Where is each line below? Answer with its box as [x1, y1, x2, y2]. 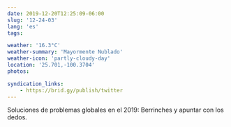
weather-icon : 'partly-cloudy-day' [7, 55, 111, 62]
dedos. [7, 113, 28, 121]
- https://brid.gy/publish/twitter [20, 87, 124, 94]
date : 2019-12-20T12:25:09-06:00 [7, 10, 105, 17]
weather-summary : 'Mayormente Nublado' [7, 49, 124, 56]
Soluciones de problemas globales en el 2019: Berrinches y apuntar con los [7, 105, 225, 115]
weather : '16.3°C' [7, 42, 61, 49]
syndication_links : [7, 81, 64, 87]
